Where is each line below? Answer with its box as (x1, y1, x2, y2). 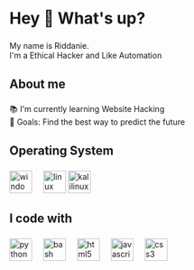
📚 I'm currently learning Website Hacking (9, 104, 165, 115)
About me (9, 76, 66, 91)
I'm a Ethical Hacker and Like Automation (9, 50, 162, 61)
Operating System (9, 143, 115, 158)
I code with (9, 211, 73, 227)
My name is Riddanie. (9, 41, 89, 51)
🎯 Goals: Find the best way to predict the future (9, 116, 186, 127)
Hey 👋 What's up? (9, 8, 146, 29)
